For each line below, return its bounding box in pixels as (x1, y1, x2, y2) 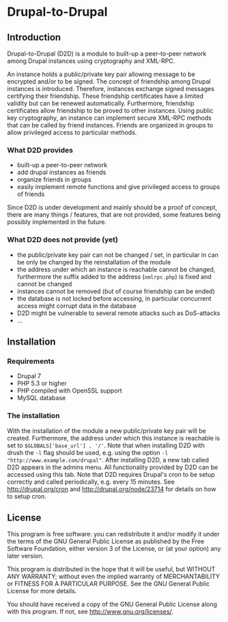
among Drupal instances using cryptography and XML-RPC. (7, 57, 175, 65)
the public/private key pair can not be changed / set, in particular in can (16, 251, 218, 259)
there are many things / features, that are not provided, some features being (7, 210, 221, 219)
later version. (7, 552, 44, 560)
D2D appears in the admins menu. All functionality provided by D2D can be (7, 463, 218, 471)
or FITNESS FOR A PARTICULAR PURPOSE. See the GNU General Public (7, 580, 210, 588)
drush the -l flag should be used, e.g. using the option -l (7, 448, 169, 456)
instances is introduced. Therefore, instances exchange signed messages (7, 85, 215, 92)
